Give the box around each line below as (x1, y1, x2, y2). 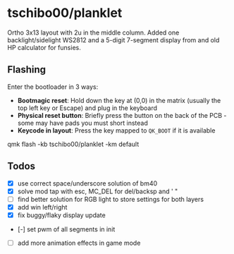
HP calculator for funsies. (7, 43, 81, 52)
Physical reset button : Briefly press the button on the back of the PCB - (17, 111, 227, 119)
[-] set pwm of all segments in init (17, 224, 116, 234)
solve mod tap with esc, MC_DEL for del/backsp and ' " (17, 187, 178, 195)
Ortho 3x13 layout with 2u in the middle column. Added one (7, 28, 180, 37)
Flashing (7, 64, 47, 75)
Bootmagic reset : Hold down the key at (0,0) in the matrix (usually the (17, 96, 221, 104)
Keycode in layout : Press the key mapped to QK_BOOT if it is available (17, 126, 216, 135)
